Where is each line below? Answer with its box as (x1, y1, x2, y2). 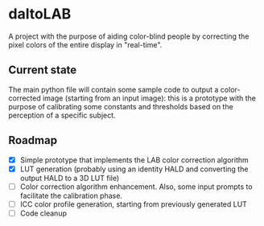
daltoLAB (8, 5, 72, 23)
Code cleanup (19, 208, 67, 218)
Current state (8, 64, 77, 77)
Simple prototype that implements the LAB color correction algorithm (19, 154, 250, 165)
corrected (8, 93, 42, 103)
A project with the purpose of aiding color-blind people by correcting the (8, 31, 250, 41)
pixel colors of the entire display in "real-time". (8, 39, 163, 49)
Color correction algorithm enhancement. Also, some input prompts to (19, 182, 253, 191)
